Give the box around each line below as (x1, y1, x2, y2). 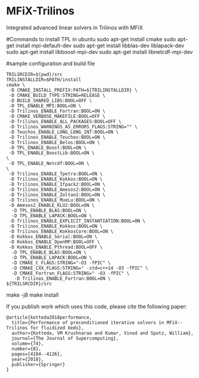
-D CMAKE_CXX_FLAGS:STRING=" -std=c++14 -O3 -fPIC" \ (11, 265, 148, 271)
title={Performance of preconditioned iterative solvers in (11, 319, 164, 325)
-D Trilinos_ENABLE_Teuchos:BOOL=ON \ (8, 134, 106, 140)
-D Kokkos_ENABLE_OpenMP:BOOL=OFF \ (8, 239, 100, 245)
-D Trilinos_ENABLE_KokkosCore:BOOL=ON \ (8, 228, 114, 234)
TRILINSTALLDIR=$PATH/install (6, 77, 82, 83)
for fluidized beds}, (30, 325, 84, 331)
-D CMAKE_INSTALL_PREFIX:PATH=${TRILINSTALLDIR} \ (8, 87, 137, 93)
